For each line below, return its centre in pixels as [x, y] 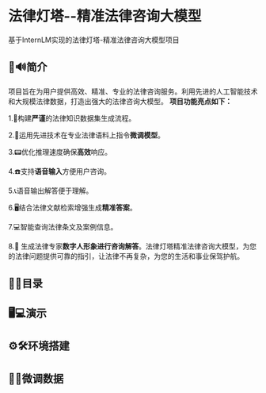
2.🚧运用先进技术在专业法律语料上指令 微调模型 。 [86, 135]
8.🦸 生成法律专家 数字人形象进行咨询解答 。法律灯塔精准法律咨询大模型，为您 [133, 246]
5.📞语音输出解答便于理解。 [51, 191]
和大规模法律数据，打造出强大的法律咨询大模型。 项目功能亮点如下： [120, 101]
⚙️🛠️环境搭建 [39, 346]
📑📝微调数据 [36, 379]
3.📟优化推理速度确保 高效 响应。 [60, 152]
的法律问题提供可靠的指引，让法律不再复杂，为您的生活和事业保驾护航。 [126, 256]
